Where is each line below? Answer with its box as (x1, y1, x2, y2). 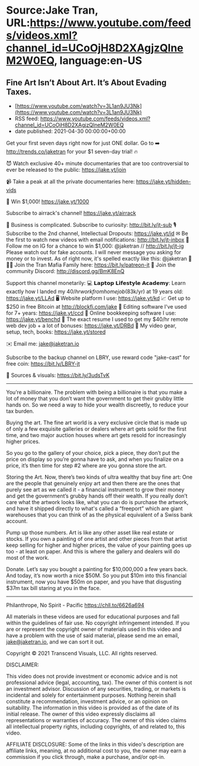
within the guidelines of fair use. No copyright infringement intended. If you (6, 620, 190, 626)
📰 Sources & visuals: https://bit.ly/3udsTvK (6, 371, 110, 379)
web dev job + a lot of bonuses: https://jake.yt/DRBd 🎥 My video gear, (6, 322, 176, 329)
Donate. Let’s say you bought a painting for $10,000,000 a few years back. (6, 566, 188, 572)
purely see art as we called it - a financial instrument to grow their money (6, 486, 185, 493)
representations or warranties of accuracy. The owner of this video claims (6, 717, 187, 723)
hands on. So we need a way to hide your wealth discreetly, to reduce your (6, 401, 189, 408)
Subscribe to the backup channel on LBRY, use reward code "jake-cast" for (6, 354, 191, 361)
